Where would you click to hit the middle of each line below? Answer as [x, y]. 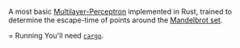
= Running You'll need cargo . [56, 36]
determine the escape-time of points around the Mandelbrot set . [116, 20]
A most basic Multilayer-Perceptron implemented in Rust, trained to [120, 12]
